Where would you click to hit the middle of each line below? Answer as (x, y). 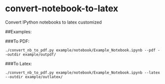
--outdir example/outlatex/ (34, 77)
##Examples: (19, 31)
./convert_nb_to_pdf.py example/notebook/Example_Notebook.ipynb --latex (83, 72)
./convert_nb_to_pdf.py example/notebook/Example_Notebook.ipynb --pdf (80, 50)
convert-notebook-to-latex (62, 9)
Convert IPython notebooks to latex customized (54, 22)
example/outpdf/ (40, 55)
